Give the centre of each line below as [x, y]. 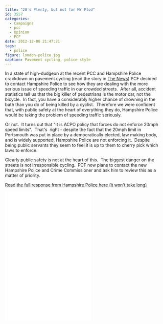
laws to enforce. [21, 151]
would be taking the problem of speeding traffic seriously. [63, 115]
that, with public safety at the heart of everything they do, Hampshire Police [81, 110]
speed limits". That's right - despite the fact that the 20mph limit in [73, 130]
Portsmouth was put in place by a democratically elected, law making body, [81, 135]
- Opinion [19, 32]
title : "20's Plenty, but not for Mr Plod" [50, 10]
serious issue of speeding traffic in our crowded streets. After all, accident [81, 89]
